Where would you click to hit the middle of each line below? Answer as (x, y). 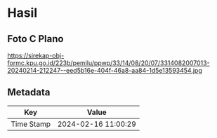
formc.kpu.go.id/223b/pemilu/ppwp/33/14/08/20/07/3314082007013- (108, 63)
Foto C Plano (35, 39)
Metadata (29, 92)
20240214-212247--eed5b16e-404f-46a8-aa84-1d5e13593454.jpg (105, 70)
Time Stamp (31, 124)
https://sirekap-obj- (36, 55)
